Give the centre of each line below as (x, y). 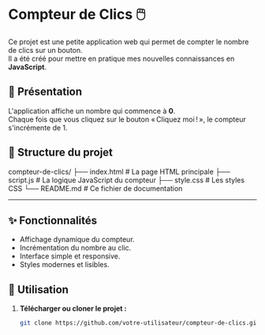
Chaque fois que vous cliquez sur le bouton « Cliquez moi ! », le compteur (127, 119)
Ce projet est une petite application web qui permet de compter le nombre (129, 41)
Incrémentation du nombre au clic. (75, 248)
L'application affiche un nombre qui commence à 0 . (92, 111)
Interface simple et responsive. (70, 256)
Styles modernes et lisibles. (64, 265)
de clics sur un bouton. (45, 50)
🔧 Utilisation (39, 290)
